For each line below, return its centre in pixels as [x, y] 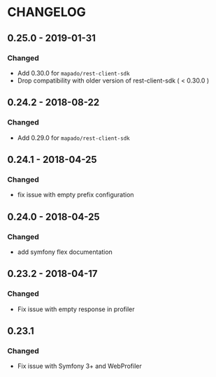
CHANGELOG [46, 12]
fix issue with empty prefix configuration [75, 195]
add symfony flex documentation [65, 252]
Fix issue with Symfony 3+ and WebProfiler [79, 366]
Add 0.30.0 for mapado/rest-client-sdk [74, 73]
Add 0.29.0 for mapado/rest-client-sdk [74, 138]
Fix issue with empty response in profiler [76, 309]
